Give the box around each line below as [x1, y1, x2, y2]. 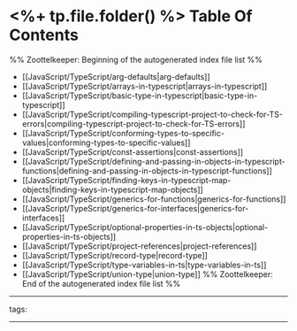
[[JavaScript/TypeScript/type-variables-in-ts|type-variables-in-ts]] [21, 259, 267, 270]
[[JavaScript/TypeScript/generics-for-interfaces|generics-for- [21, 203, 249, 213]
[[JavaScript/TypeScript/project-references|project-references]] [21, 241, 257, 251]
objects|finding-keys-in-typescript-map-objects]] [21, 184, 203, 195]
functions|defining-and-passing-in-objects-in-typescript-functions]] [21, 165, 272, 176]
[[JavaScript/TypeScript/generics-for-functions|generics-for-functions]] [21, 193, 286, 204]
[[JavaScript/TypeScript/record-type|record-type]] [21, 250, 208, 260]
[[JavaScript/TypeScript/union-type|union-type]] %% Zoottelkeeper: [21, 268, 274, 280]
